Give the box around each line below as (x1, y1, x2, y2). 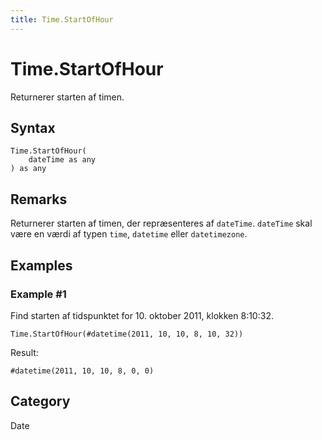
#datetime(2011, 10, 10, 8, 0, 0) (10, 366, 155, 376)
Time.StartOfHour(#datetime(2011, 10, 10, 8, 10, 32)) (10, 329, 244, 339)
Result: (10, 346, 39, 358)
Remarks (10, 191, 68, 208)
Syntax (10, 119, 56, 136)
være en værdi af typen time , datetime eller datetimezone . (10, 228, 248, 240)
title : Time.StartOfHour (10, 14, 114, 25)
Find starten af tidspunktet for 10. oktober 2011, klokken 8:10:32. (10, 309, 274, 321)
